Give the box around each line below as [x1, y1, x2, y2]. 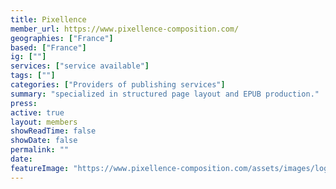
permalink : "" [10, 145, 70, 155]
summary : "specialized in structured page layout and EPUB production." [10, 89, 320, 99]
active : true [10, 107, 65, 118]
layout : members [10, 117, 78, 127]
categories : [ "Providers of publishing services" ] [10, 80, 226, 90]
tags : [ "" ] [10, 71, 56, 81]
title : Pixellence [10, 14, 87, 25]
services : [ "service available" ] [10, 61, 150, 71]
